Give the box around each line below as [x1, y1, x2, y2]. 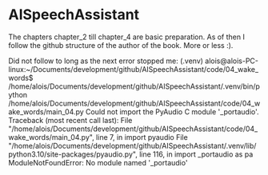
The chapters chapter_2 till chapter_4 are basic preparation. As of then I [8, 32, 246, 42]
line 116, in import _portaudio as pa [138, 149, 254, 159]
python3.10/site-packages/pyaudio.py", [8, 149, 138, 159]
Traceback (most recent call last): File [8, 115, 133, 125]
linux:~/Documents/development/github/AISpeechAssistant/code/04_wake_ [8, 64, 258, 74]
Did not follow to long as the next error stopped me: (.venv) [8, 56, 204, 66]
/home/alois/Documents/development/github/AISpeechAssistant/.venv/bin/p [8, 82, 260, 91]
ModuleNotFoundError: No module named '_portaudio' [8, 157, 188, 167]
